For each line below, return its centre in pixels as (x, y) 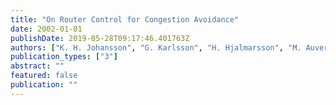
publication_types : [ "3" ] (64, 57)
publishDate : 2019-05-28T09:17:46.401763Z (100, 38)
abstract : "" (37, 66)
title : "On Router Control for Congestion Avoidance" (125, 19)
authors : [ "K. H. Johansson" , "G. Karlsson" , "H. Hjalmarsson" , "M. (156, 47)
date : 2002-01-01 (46, 29)
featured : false (44, 76)
